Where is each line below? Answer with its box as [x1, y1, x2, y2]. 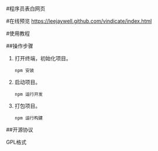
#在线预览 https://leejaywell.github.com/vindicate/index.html [6, 18, 152, 25]
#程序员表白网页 [6, 5, 46, 12]
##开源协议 [6, 126, 33, 133]
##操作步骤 [6, 43, 33, 49]
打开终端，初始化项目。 [14, 55, 71, 61]
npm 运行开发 [14, 91, 43, 97]
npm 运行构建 [14, 115, 43, 121]
